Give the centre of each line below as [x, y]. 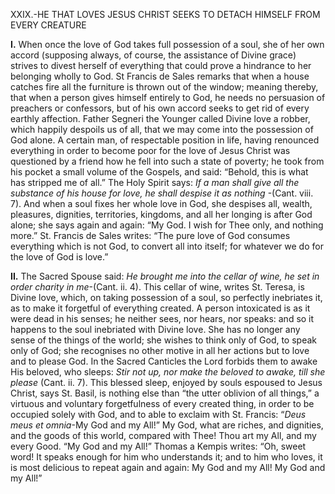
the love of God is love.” [59, 257]
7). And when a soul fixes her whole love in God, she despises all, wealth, [161, 203]
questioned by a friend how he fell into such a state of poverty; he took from [167, 161]
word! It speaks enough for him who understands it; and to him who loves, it [166, 457]
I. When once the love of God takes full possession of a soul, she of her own [167, 44]
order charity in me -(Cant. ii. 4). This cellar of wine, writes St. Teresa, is [157, 287]
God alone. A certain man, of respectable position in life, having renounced [165, 140]
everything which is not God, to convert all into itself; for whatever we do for [167, 246]
